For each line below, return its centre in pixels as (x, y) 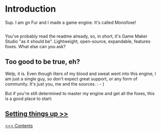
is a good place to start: (29, 98)
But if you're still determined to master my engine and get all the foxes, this (80, 93)
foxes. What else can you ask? (35, 46)
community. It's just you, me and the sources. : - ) (55, 84)
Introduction (31, 9)
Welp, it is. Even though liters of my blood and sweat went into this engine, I (80, 74)
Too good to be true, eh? (42, 62)
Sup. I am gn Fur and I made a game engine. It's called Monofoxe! (71, 22)
